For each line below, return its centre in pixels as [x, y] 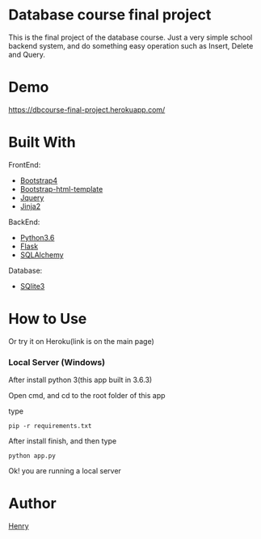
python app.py [32, 456]
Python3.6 [37, 237]
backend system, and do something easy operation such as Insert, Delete [131, 45]
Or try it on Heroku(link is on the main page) [82, 341]
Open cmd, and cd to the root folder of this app [87, 396]
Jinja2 [30, 206]
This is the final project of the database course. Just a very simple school [130, 37]
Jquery [32, 197]
